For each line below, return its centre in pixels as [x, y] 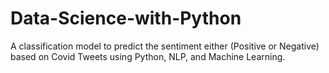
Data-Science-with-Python [126, 18]
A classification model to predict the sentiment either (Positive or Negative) [165, 46]
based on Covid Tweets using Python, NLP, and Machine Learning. [148, 56]
